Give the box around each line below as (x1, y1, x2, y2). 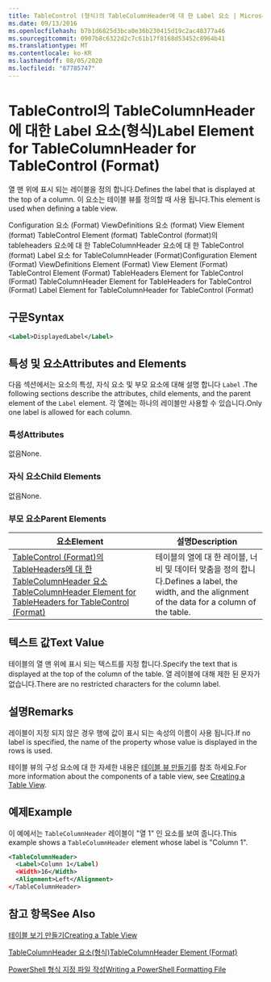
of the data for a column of (155, 596, 256, 608)
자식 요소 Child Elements (8, 471, 102, 483)
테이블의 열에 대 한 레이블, (155, 552, 248, 563)
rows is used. (8, 746, 53, 755)
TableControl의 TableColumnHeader (8, 102, 256, 119)
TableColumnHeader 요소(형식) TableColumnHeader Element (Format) (8, 947, 238, 957)
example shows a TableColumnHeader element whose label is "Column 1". (8, 837, 248, 847)
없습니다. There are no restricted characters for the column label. (8, 679, 221, 688)
